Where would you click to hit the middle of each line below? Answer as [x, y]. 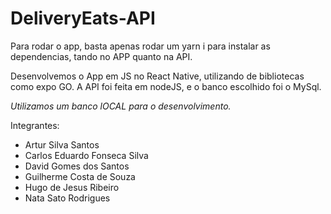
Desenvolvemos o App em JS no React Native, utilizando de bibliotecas [157, 76]
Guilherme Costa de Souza [80, 176]
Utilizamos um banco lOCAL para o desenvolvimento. [121, 106]
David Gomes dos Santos [77, 166]
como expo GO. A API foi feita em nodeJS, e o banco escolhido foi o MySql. [166, 86]
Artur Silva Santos [62, 144]
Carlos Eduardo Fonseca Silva [86, 155]
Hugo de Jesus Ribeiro [72, 187]
